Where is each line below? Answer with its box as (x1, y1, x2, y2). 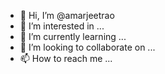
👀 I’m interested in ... (19, 20, 105, 32)
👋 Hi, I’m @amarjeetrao (19, 10, 115, 21)
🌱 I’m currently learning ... (19, 31, 127, 42)
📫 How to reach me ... (19, 53, 113, 64)
